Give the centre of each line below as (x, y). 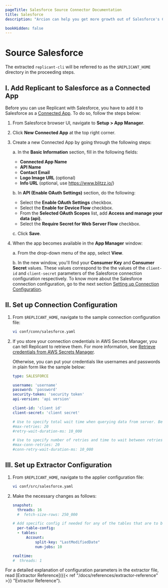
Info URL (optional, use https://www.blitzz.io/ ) (67, 183)
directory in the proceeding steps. (40, 72)
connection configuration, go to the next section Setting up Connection (85, 284)
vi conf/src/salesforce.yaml (43, 486)
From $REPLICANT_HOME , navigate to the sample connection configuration (86, 317)
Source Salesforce (44, 53)
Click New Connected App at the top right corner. (64, 133)
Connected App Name (43, 162)
